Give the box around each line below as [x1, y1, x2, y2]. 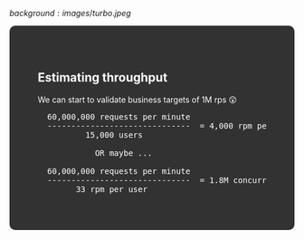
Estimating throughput [37, 70, 168, 85]
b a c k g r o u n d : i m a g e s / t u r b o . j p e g [9, 8, 131, 18]
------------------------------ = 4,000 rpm [46, 120, 253, 130]
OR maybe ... [94, 148, 153, 158]
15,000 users [85, 130, 143, 139]
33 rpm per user [75, 184, 147, 194]
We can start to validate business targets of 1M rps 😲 [37, 94, 238, 105]
